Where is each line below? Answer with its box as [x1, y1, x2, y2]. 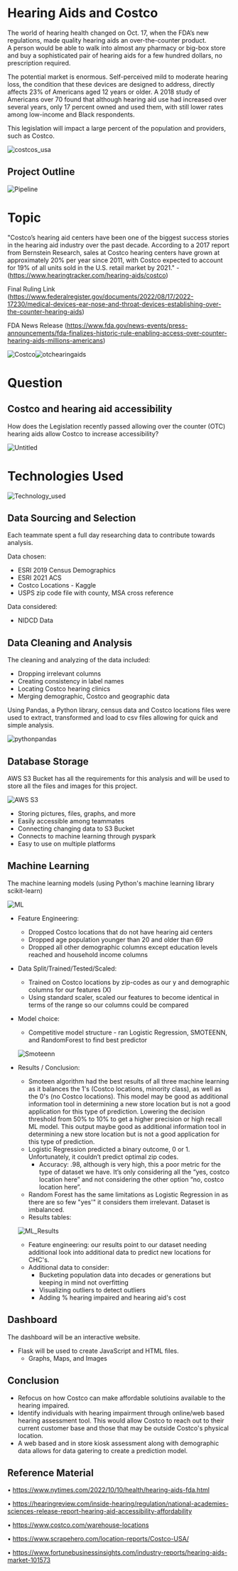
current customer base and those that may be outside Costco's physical [17, 1423, 229, 1432]
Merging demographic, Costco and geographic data [17, 692, 171, 701]
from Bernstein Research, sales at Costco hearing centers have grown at [7, 248, 220, 257]
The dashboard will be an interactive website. [7, 1332, 141, 1341]
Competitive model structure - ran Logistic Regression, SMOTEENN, [28, 1028, 227, 1037]
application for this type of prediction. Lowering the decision [28, 1107, 205, 1116]
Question [7, 374, 63, 391]
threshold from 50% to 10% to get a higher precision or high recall [28, 1114, 222, 1123]
